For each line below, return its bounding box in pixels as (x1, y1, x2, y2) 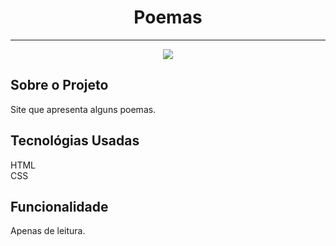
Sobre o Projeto (10, 77, 109, 94)
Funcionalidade (10, 198, 109, 215)
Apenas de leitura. (10, 225, 86, 237)
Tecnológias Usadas (10, 132, 140, 150)
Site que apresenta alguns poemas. (10, 103, 157, 115)
